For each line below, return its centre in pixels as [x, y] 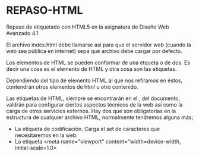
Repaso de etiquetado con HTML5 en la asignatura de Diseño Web [88, 27]
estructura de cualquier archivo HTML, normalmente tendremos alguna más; [100, 117]
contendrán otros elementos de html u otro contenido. [72, 86]
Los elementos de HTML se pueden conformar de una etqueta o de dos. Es [98, 63]
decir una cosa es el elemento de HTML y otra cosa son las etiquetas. [91, 68]
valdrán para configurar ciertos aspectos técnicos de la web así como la [94, 104]
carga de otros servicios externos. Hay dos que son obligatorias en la [91, 111]
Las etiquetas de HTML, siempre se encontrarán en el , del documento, [93, 98]
